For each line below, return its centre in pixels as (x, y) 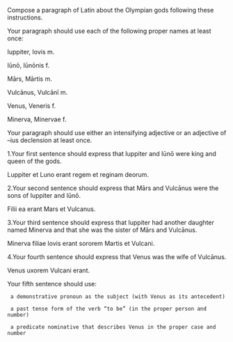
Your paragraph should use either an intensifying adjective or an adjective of (117, 133)
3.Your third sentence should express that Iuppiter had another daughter (111, 223)
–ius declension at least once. (50, 140)
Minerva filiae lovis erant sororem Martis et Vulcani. (81, 243)
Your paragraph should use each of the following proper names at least (109, 31)
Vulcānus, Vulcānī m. (38, 92)
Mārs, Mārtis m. (30, 79)
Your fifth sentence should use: (52, 284)
